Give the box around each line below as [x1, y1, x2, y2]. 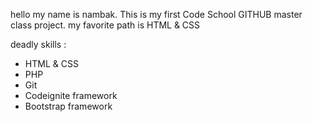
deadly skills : [10, 39, 67, 50]
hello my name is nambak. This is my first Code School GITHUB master [10, 9, 303, 20]
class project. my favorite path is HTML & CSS [10, 19, 201, 31]
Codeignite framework [24, 90, 118, 101]
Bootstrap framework [24, 100, 113, 112]
